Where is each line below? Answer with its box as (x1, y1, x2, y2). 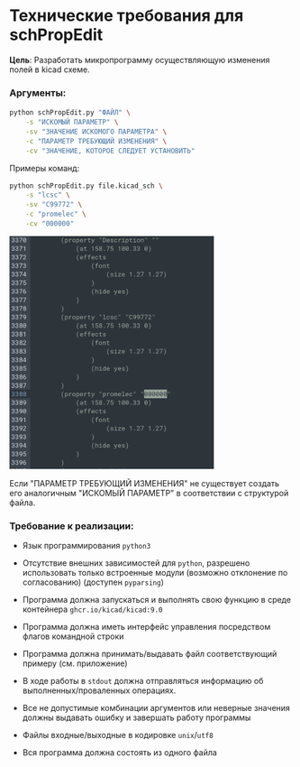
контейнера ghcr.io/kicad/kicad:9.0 (22, 604, 163, 615)
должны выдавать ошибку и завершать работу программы (22, 712, 251, 723)
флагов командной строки (22, 631, 124, 642)
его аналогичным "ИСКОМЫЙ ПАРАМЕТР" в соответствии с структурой (9, 487, 289, 498)
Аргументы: (9, 87, 67, 99)
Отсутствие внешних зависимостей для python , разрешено (22, 557, 250, 568)
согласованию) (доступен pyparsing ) (22, 577, 164, 587)
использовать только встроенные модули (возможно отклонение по (22, 567, 288, 578)
